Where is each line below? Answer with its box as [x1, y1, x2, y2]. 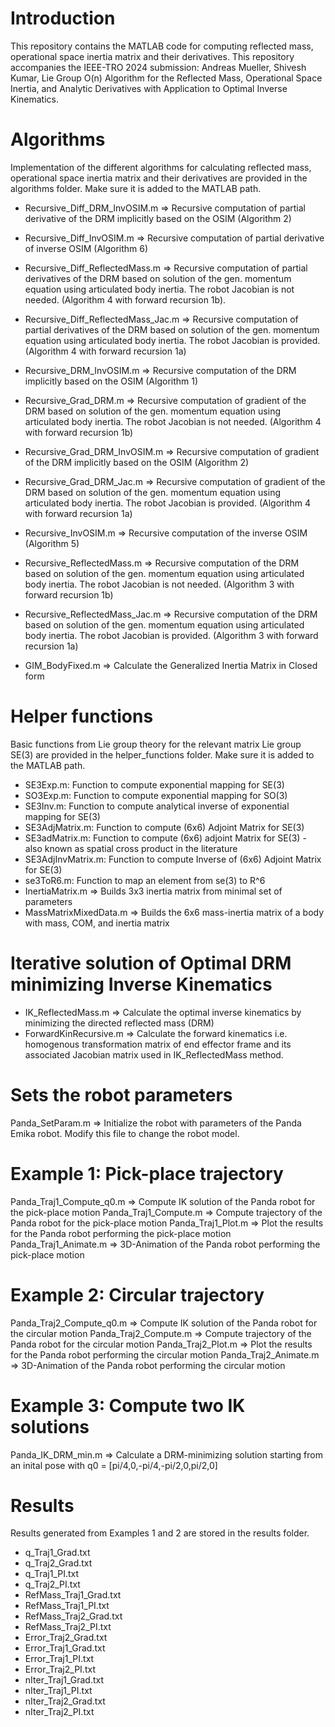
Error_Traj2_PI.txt [24, 1663, 96, 1676]
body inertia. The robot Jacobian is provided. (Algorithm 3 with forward [24, 629, 319, 641]
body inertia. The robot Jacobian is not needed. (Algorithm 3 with [24, 578, 295, 590]
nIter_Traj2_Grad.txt [24, 1695, 106, 1707]
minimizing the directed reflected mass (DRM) [24, 1017, 215, 1029]
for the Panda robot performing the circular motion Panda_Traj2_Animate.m [10, 1348, 320, 1361]
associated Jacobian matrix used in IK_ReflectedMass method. [24, 1048, 284, 1061]
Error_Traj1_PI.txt [24, 1653, 95, 1665]
